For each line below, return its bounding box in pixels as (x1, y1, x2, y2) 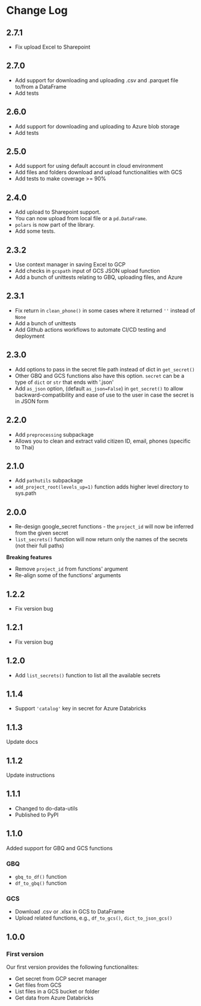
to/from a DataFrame (14, 83, 67, 90)
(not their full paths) (14, 542, 64, 549)
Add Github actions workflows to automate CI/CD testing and (14, 326, 166, 333)
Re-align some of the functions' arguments (14, 572, 121, 579)
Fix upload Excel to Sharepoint (14, 43, 91, 50)
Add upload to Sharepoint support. (14, 208, 101, 216)
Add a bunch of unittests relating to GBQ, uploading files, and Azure (14, 274, 183, 281)
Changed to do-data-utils (14, 804, 78, 812)
